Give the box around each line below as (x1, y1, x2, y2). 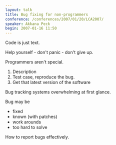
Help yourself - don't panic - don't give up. (5, 49, 93, 55)
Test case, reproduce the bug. (12, 74, 75, 80)
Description (12, 68, 36, 75)
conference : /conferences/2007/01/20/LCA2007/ (5, 16, 104, 21)
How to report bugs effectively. (5, 134, 69, 140)
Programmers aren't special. (5, 59, 64, 65)
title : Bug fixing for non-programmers (5, 12, 88, 17)
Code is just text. (5, 39, 40, 45)
